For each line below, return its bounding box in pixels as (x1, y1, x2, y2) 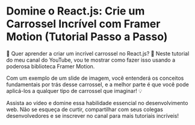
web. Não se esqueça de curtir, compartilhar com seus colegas (6, 106, 164, 113)
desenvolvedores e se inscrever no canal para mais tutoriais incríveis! (6, 112, 179, 119)
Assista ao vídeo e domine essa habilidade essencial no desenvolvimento (6, 99, 188, 106)
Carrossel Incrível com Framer (6, 17, 161, 31)
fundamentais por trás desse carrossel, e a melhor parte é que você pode (6, 80, 190, 88)
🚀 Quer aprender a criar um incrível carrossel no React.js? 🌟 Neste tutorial (6, 50, 190, 57)
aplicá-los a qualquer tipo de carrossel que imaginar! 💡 (6, 87, 143, 94)
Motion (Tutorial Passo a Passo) (6, 30, 168, 43)
